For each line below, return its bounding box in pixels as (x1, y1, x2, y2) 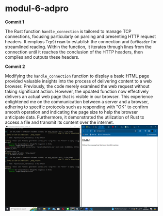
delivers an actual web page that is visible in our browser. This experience (5, 93, 153, 100)
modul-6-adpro (5, 3, 69, 14)
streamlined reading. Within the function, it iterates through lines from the (5, 44, 152, 50)
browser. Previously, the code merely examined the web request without (5, 83, 149, 89)
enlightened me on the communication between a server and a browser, (5, 99, 149, 104)
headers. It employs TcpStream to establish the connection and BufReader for (5, 38, 157, 44)
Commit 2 (5, 64, 25, 69)
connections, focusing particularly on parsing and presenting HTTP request (5, 33, 156, 39)
